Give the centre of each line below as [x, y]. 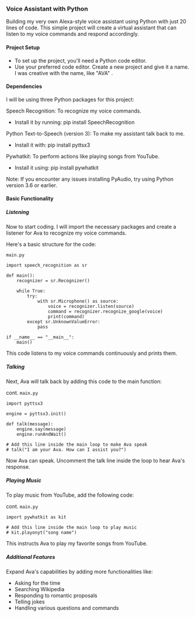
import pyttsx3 [25, 404]
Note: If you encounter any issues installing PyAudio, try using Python [90, 179]
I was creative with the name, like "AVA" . [64, 73]
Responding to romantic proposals [56, 596]
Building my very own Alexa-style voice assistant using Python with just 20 [96, 22]
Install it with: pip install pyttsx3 [52, 145]
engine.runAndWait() [41, 435]
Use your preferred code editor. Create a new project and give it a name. [102, 67]
